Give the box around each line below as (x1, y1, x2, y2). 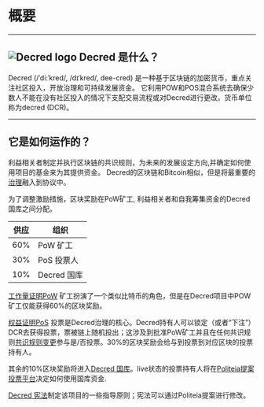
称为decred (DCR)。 (8, 102, 73, 112)
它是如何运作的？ (8, 135, 91, 149)
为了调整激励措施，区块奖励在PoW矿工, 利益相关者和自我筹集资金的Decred (8, 194, 251, 203)
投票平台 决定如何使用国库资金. (8, 373, 108, 383)
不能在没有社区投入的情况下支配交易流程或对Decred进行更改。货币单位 (21, 92, 253, 102)
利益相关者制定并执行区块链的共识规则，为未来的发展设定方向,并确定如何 (8, 157, 245, 167)
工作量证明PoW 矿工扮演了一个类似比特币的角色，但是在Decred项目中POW (8, 290, 251, 300)
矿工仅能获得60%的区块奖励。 (8, 301, 107, 310)
